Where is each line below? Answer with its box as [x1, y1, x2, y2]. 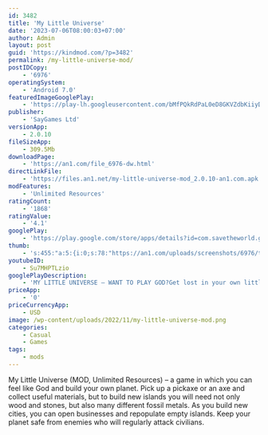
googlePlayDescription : [8, 271, 88, 279]
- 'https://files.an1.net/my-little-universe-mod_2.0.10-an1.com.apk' [22, 175, 262, 184]
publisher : [8, 109, 45, 117]
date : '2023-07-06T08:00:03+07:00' [8, 26, 127, 34]
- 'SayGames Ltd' [22, 116, 81, 124]
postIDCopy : [8, 64, 48, 72]
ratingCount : [8, 197, 52, 205]
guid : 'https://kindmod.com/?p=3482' [8, 49, 134, 57]
